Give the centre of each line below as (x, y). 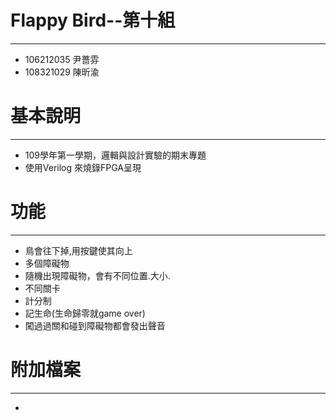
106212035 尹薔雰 (62, 59)
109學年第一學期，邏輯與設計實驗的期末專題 (115, 155)
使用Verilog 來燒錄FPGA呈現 (83, 167)
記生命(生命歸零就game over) (85, 313)
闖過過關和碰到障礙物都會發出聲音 (95, 325)
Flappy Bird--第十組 (93, 20)
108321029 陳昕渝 (62, 72)
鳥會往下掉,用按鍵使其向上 (78, 250)
